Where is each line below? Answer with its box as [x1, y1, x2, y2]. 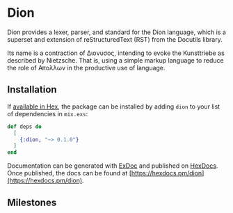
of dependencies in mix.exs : [7, 109, 88, 118]
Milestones [7, 196, 57, 208]
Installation [7, 84, 57, 95]
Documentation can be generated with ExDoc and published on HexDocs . [7, 161, 218, 170]
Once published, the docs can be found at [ [7, 169, 132, 177]
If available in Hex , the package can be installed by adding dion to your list [7, 102, 220, 111]
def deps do [7, 123, 42, 130]
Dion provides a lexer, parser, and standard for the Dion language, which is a [7, 28, 226, 36]
